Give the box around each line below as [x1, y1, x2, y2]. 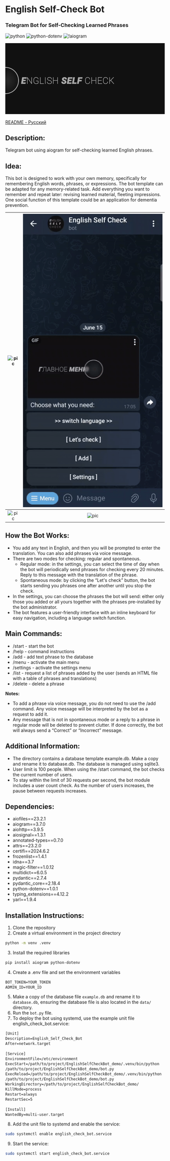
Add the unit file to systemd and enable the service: [12, 1121, 120, 1127]
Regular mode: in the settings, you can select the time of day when [20, 561, 160, 567]
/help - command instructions [12, 648, 75, 654]
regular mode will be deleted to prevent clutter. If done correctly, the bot [12, 722, 163, 728]
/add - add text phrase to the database [12, 654, 94, 660]
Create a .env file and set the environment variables [12, 969, 120, 975]
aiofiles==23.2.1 [12, 816, 46, 822]
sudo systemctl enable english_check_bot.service [5, 1131, 112, 1136]
